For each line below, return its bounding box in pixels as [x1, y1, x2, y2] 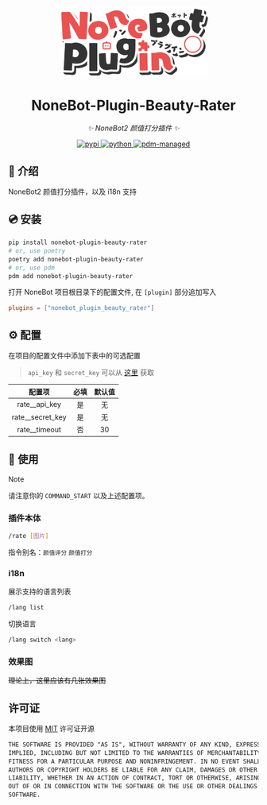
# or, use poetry [8, 246, 66, 255]
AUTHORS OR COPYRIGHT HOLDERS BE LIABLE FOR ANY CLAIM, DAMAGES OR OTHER [8, 765, 258, 774]
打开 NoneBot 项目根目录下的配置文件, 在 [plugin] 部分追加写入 [8, 288, 217, 297]
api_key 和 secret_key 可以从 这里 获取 [27, 368, 155, 377]
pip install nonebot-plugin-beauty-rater [8, 238, 148, 247]
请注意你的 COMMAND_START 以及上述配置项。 [8, 490, 149, 500]
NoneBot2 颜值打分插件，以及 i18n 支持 [8, 187, 137, 196]
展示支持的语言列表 [8, 586, 72, 597]
